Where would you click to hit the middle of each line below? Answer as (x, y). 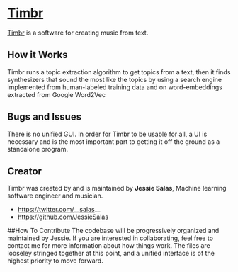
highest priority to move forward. (56, 261)
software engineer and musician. (55, 195)
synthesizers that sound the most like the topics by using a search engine (114, 79)
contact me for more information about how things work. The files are (109, 246)
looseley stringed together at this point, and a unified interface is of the (111, 254)
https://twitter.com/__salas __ (59, 210)
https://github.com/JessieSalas (63, 217)
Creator (25, 171)
